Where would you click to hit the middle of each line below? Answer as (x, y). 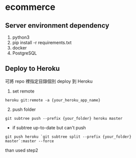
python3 (21, 37)
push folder (24, 109)
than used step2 (22, 150)
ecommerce (30, 7)
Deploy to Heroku (33, 69)
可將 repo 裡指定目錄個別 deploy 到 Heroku (49, 81)
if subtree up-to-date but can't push (49, 127)
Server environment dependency (57, 26)
